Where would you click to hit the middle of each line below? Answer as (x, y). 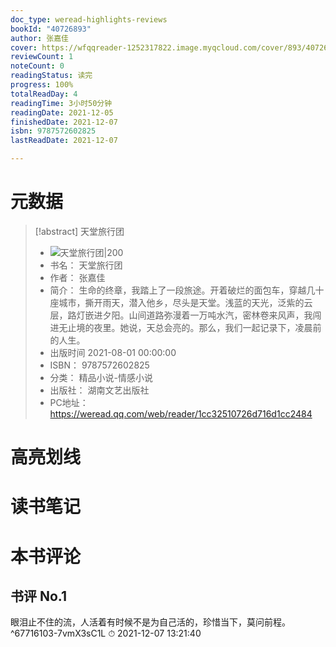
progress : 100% (42, 85)
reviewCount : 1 (42, 57)
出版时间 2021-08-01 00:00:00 (113, 352)
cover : (24, 47)
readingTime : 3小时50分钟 (61, 103)
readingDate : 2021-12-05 (62, 112)
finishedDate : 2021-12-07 (64, 122)
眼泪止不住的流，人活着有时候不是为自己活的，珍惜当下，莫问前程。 (150, 622)
